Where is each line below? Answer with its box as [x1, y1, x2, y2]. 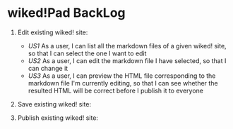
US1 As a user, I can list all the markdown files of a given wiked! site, [28, 41, 227, 50]
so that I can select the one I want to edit [28, 49, 147, 57]
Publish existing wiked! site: [17, 114, 99, 122]
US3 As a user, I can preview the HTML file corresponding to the [28, 72, 216, 80]
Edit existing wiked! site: [17, 28, 88, 36]
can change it [28, 64, 68, 72]
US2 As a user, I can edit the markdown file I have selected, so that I [28, 56, 227, 64]
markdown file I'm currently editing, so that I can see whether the [28, 79, 218, 87]
